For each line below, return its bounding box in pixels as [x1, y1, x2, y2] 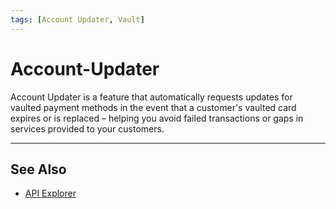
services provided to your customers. [10, 122, 165, 135]
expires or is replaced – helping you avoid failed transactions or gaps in [10, 112, 304, 124]
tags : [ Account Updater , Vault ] [10, 14, 145, 25]
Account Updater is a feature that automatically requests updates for [10, 91, 293, 103]
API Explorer [24, 187, 77, 200]
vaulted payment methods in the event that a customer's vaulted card [10, 101, 297, 113]
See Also [10, 161, 67, 178]
